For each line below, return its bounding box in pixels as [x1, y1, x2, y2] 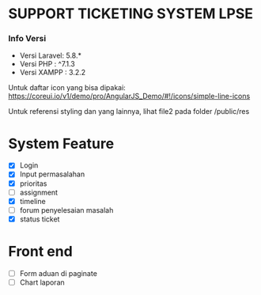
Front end [8, 243, 73, 261]
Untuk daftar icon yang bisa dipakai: [8, 83, 127, 93]
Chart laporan [19, 278, 65, 287]
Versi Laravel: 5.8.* [19, 51, 81, 60]
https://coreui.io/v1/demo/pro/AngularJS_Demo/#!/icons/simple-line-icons [8, 92, 251, 101]
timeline [19, 196, 46, 206]
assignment [19, 187, 58, 197]
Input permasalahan [19, 169, 85, 179]
